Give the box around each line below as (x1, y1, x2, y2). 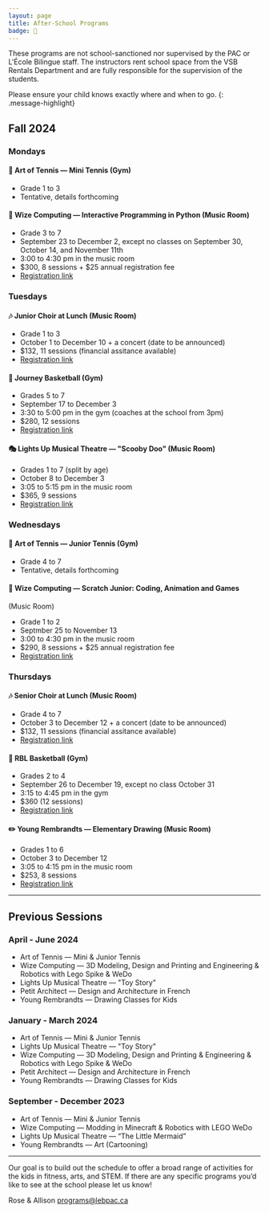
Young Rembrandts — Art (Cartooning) (19, 1139, 148, 1149)
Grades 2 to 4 (19, 771, 66, 781)
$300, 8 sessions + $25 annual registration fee (19, 263, 175, 272)
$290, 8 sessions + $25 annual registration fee (19, 642, 175, 652)
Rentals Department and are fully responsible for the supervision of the (8, 66, 243, 75)
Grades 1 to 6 (19, 845, 64, 855)
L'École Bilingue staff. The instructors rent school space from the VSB (8, 57, 239, 67)
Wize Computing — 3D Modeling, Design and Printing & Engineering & (19, 1050, 252, 1060)
